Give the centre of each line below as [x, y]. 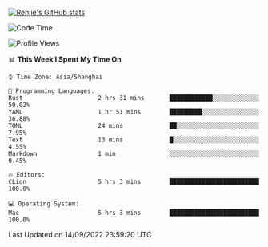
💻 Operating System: [44, 204]
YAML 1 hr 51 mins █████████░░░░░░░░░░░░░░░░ [134, 112]
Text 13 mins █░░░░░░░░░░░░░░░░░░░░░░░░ [134, 140]
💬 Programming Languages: [51, 91]
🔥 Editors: [27, 175]
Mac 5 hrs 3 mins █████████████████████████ [134, 213]
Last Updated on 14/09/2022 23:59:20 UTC [80, 235]
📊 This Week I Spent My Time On [65, 59]
